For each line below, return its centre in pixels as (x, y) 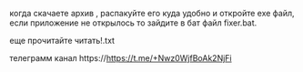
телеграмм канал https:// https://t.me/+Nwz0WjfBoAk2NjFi (121, 58)
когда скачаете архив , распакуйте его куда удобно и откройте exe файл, (152, 13)
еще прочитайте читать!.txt (62, 41)
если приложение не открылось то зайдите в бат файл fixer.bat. (133, 23)
